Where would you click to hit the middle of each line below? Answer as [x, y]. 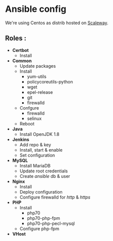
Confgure [29, 108]
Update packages [38, 66]
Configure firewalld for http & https [55, 197]
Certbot [20, 50]
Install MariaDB [35, 165]
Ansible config [36, 9]
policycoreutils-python [50, 81]
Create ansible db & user [45, 176]
